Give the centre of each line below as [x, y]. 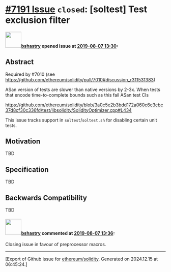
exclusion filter [38, 20]
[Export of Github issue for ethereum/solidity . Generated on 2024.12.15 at [82, 259]
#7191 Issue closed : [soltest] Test [76, 9]
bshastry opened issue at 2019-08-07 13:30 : [70, 46]
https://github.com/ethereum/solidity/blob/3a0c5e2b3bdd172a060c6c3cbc [84, 105]
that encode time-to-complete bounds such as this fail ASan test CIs [77, 95]
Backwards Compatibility [46, 198]
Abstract [20, 62]
